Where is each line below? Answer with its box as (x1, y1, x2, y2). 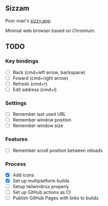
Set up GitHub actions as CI (12, 189, 71, 195)
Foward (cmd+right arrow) (12, 75, 68, 81)
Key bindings (5, 58, 39, 65)
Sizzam (5, 4, 30, 13)
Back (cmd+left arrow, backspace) (12, 69, 86, 75)
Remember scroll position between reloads (12, 147, 103, 153)
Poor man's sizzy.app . (5, 17, 52, 23)
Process (5, 160, 26, 167)
